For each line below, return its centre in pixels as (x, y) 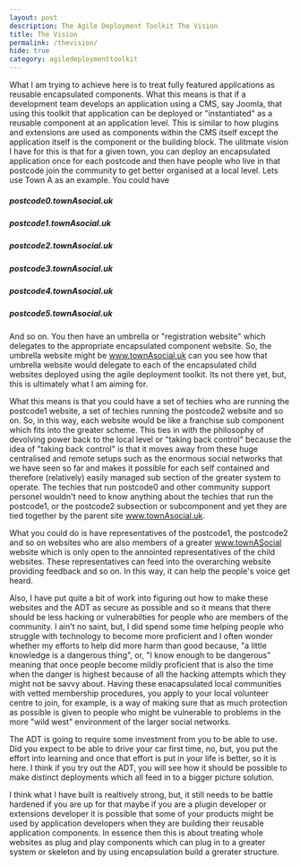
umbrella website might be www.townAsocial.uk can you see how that (138, 355)
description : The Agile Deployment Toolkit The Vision (114, 26)
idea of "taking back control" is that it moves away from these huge (133, 448)
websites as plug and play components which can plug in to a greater (137, 842)
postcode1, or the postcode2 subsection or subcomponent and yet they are (148, 506)
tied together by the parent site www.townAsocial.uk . (107, 515)
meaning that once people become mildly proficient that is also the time (141, 664)
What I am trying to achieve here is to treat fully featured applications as (142, 85)
